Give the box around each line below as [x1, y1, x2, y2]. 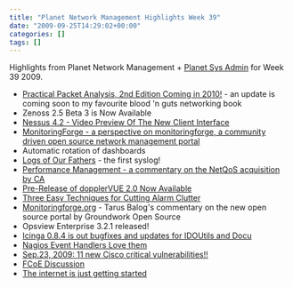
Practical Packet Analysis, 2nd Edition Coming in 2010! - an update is [21, 89, 276, 100]
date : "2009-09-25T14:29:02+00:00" [9, 21, 142, 30]
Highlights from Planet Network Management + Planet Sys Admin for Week [9, 62, 284, 73]
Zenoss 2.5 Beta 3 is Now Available [21, 108, 152, 118]
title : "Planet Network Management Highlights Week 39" [9, 12, 221, 22]
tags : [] [9, 37, 42, 47]
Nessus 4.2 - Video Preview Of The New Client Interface [21, 117, 230, 128]
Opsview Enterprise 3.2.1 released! [21, 221, 150, 232]
